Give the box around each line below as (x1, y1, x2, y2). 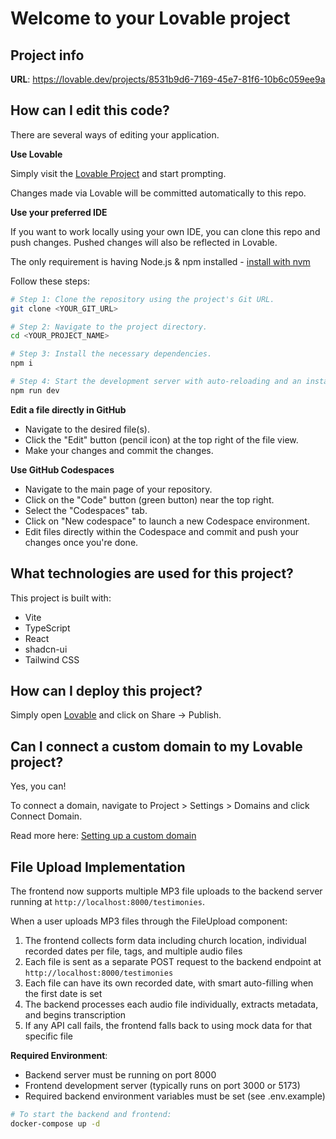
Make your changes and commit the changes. (24, 444, 214, 456)
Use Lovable (10, 148, 63, 160)
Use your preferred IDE (10, 206, 108, 218)
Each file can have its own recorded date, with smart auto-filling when (24, 977, 314, 989)
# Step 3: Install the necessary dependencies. (10, 349, 213, 359)
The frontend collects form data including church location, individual (24, 935, 307, 947)
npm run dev (10, 385, 60, 396)
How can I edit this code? (10, 102, 170, 119)
